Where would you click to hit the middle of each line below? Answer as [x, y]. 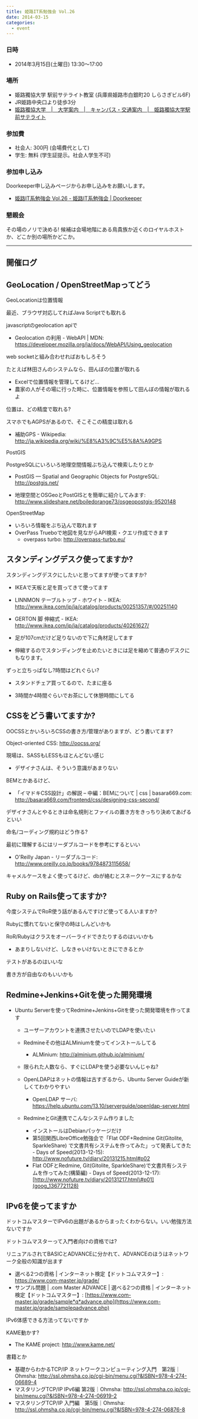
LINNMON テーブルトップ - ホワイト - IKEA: [68, 600]
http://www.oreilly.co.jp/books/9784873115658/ [72, 863]
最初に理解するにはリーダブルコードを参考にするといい [73, 844]
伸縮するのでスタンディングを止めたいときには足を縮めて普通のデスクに [102, 650]
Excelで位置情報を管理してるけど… [57, 382]
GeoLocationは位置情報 [34, 300]
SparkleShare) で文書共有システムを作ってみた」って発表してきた [112, 1146]
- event [21, 28]
